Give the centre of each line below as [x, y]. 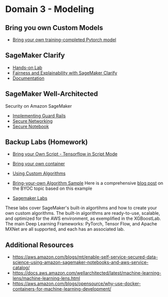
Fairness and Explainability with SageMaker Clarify [65, 73]
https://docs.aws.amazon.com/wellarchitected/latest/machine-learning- [87, 273]
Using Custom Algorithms [39, 173]
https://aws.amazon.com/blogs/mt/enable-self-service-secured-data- [85, 257]
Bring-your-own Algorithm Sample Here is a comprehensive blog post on [88, 183]
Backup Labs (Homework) [47, 142]
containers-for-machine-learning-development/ [62, 289]
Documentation [28, 78]
